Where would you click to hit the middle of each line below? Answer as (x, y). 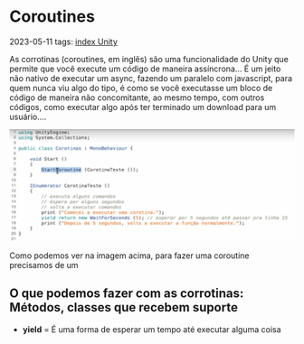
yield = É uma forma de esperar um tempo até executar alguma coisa (152, 329)
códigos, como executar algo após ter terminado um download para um (143, 107)
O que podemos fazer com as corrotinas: (127, 294)
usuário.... (28, 116)
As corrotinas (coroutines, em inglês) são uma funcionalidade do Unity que (149, 59)
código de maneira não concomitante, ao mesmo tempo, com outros (137, 98)
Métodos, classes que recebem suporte (123, 307)
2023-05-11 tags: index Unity (63, 42)
